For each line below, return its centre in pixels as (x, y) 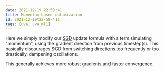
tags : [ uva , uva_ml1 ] (28, 24)
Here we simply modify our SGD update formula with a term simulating (79, 38)
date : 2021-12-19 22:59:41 (34, 10)
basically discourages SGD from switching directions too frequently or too (82, 49)
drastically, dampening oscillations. (42, 54)
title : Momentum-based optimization (44, 15)
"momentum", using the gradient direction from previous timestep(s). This (82, 44)
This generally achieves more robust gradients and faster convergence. (79, 64)
